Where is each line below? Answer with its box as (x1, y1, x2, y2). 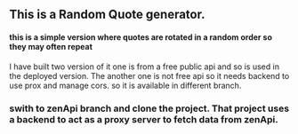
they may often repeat (9, 41, 93, 51)
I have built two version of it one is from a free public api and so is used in (9, 61, 280, 72)
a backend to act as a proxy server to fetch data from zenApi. (9, 113, 278, 125)
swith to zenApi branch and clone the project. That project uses (9, 102, 290, 114)
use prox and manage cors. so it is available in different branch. (9, 80, 242, 91)
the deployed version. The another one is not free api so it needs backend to (9, 70, 290, 81)
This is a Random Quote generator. (9, 7, 205, 22)
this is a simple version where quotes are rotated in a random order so (9, 31, 273, 43)
